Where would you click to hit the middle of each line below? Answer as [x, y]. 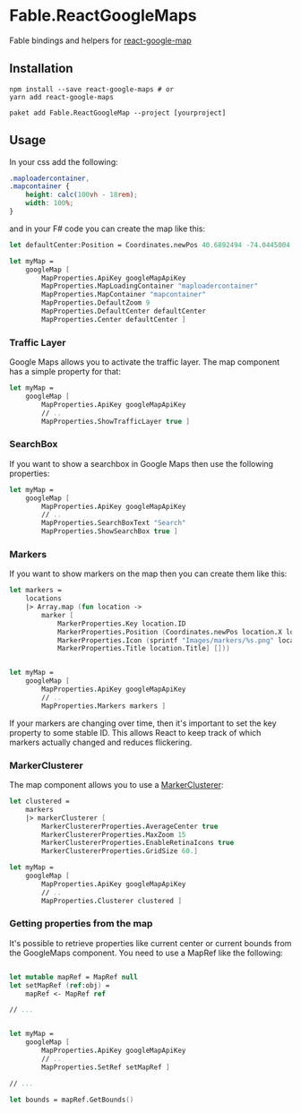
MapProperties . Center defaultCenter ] [114, 319]
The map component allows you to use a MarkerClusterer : [116, 785]
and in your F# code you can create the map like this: [107, 229]
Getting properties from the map [81, 924]
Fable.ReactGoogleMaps [103, 16]
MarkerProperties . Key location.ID [121, 624]
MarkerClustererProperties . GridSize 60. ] [120, 851]
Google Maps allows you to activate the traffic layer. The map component [145, 362]
